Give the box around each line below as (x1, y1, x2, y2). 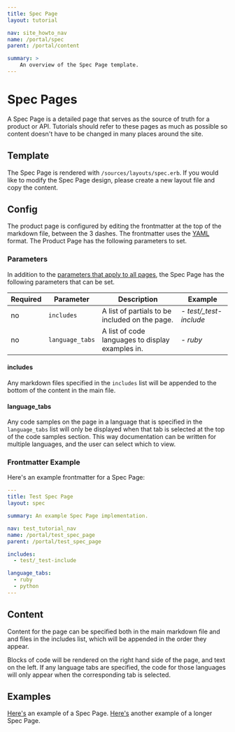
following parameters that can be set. (7, 278, 115, 286)
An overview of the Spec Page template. (20, 62, 139, 69)
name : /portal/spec (7, 36, 64, 43)
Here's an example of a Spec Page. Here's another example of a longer (7, 709, 213, 717)
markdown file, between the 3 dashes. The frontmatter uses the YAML (7, 229, 210, 238)
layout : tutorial (7, 17, 58, 24)
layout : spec (7, 500, 45, 507)
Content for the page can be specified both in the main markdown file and (7, 627, 220, 636)
